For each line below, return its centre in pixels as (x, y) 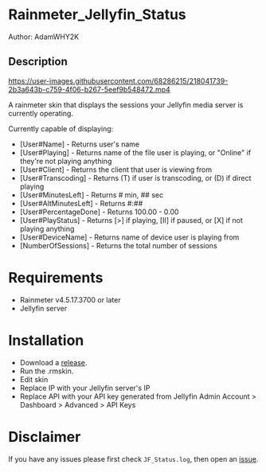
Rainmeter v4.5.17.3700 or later (70, 299)
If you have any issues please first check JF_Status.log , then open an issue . (133, 458)
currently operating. (41, 113)
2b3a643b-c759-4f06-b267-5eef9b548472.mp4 (90, 89)
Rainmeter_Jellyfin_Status (97, 15)
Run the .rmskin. (47, 371)
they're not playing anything (66, 161)
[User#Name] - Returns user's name (80, 144)
